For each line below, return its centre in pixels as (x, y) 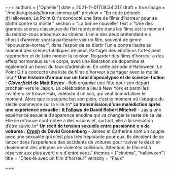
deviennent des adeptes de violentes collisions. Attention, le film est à (78, 147)
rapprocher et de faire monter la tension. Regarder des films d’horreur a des (84, 56)
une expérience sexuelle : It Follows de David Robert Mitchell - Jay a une (83, 110)
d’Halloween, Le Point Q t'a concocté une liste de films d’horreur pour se (81, 18)
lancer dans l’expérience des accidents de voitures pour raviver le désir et (82, 142)
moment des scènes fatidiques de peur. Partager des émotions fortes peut (83, 50)
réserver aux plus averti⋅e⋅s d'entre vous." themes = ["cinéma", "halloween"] (85, 153)
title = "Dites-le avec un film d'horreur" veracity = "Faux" (65, 158)
